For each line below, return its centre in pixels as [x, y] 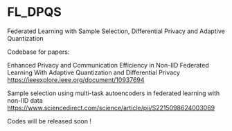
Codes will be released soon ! [50, 121]
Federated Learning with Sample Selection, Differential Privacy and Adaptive [116, 31]
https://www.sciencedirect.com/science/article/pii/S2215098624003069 [111, 108]
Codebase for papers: [38, 52]
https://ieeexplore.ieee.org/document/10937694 [76, 79]
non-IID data [25, 100]
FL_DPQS [34, 12]
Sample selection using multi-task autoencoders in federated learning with [114, 93]
